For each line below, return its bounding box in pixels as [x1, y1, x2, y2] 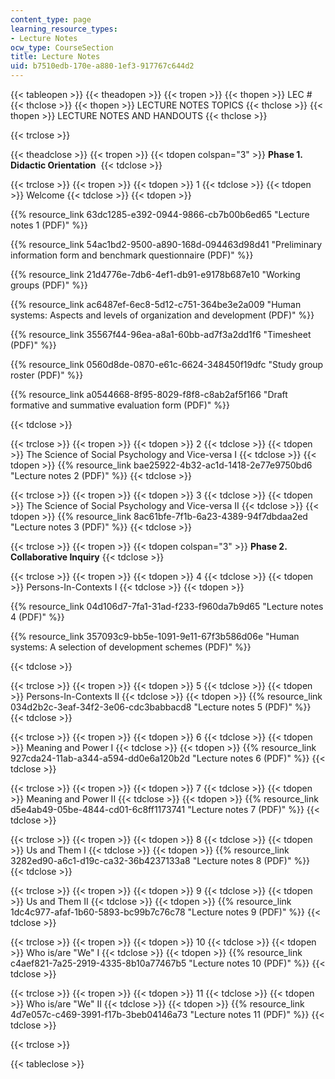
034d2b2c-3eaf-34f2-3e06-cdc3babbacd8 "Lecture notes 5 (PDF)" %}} [10, 701, 312, 713]
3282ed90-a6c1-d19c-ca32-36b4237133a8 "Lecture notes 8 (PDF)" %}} [10, 855, 311, 866]
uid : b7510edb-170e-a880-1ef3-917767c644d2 [10, 61, 195, 71]
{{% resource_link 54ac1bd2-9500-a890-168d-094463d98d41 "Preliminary [10, 239, 323, 250]
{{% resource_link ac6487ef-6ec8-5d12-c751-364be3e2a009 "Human [10, 299, 302, 310]
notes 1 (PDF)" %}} [10, 219, 88, 231]
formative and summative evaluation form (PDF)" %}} [10, 399, 230, 411]
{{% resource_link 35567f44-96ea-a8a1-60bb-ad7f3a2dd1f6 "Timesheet [10, 329, 312, 340]
